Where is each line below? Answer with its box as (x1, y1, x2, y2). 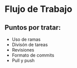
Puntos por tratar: (4, 23, 61, 32)
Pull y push (11, 58, 35, 63)
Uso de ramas (11, 36, 41, 42)
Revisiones (11, 47, 34, 53)
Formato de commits (11, 52, 55, 58)
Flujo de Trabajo (4, 3, 73, 15)
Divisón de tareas (11, 42, 48, 48)
